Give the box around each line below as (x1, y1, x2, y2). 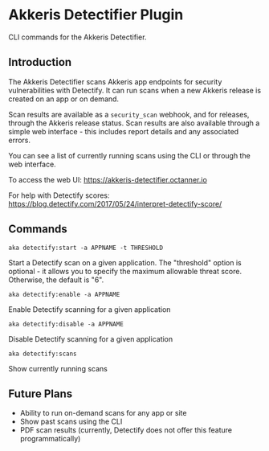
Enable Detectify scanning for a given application (8, 304, 171, 314)
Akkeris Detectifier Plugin (8, 6, 184, 24)
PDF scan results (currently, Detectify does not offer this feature (19, 425, 233, 435)
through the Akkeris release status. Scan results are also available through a (8, 118, 260, 128)
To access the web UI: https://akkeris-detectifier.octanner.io (8, 174, 207, 184)
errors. (8, 135, 31, 145)
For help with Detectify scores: (8, 191, 110, 200)
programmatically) (19, 434, 81, 444)
